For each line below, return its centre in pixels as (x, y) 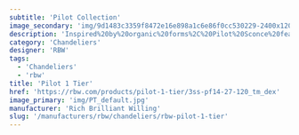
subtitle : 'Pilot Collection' (65, 17)
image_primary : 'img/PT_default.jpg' (79, 100)
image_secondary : (41, 26)
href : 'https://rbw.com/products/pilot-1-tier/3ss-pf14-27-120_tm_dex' (145, 91)
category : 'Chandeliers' (55, 42)
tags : (19, 59)
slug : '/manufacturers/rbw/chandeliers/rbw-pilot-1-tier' (119, 116)
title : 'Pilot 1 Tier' (51, 83)
